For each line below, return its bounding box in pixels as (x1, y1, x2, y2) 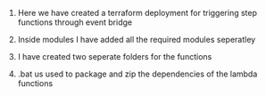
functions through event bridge (17, 17, 132, 28)
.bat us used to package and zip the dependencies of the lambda (17, 68, 258, 79)
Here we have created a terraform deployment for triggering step (17, 8, 257, 18)
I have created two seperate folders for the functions (17, 52, 212, 61)
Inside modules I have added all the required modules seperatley (17, 35, 256, 44)
